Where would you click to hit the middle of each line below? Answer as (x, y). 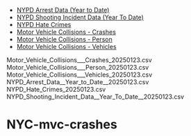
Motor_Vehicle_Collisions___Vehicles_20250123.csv (80, 75)
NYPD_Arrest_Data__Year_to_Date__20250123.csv (78, 82)
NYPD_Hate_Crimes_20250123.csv (56, 89)
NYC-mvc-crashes (62, 125)
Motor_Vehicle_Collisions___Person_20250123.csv (78, 67)
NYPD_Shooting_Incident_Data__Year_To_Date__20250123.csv (95, 97)
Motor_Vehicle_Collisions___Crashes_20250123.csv (79, 60)
